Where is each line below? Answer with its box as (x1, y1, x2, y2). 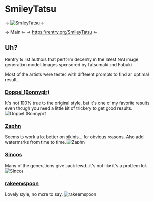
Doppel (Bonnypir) (5, 88, 50, 95)
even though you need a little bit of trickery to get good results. (5, 105, 132, 111)
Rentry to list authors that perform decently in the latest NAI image (5, 57, 139, 62)
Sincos (5, 151, 22, 158)
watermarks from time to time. (5, 139, 66, 145)
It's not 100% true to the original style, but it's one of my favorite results (5, 100, 150, 106)
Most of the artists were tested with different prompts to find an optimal (5, 71, 149, 77)
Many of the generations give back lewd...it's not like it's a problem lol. (5, 162, 147, 168)
